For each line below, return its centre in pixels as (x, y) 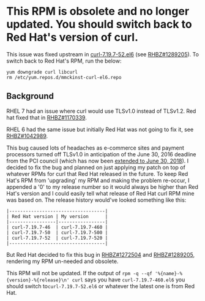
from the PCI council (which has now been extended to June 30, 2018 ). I (98, 161)
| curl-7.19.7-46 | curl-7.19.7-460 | (57, 227)
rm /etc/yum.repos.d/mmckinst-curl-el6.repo (64, 77)
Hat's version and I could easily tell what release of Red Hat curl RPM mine (100, 193)
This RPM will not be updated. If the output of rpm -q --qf (80, 273)
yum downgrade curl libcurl (42, 72)
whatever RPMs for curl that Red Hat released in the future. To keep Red (97, 173)
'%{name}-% (169, 273)
